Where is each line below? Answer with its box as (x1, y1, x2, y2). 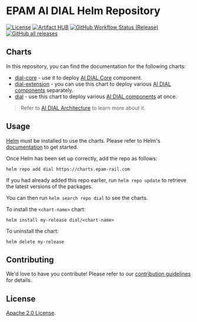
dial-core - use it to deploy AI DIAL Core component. (14, 74, 142, 81)
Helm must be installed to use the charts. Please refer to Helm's (6, 137, 161, 144)
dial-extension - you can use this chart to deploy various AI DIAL (14, 80, 172, 87)
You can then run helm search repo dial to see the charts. (6, 194, 148, 201)
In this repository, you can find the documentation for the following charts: (6, 63, 186, 70)
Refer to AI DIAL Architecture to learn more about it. (20, 104, 146, 111)
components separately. (14, 87, 74, 94)
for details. (6, 277, 32, 284)
